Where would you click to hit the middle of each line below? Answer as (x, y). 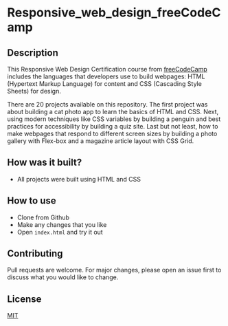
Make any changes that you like (62, 224)
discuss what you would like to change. (63, 277)
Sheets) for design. (34, 91)
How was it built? (45, 163)
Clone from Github (43, 217)
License (24, 299)
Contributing (35, 253)
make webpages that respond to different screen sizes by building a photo (112, 133)
